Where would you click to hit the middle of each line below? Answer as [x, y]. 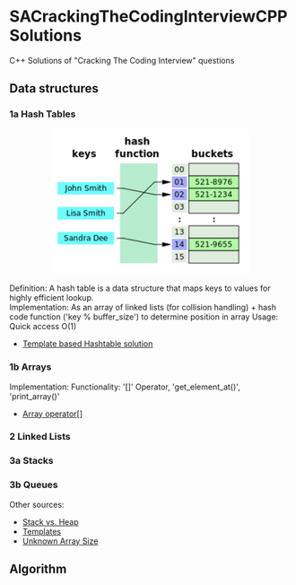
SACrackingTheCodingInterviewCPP [148, 17]
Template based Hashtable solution [87, 344]
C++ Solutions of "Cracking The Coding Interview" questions [122, 60]
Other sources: [37, 504]
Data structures [54, 88]
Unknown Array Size [60, 541]
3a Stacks [31, 461]
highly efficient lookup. [52, 298]
